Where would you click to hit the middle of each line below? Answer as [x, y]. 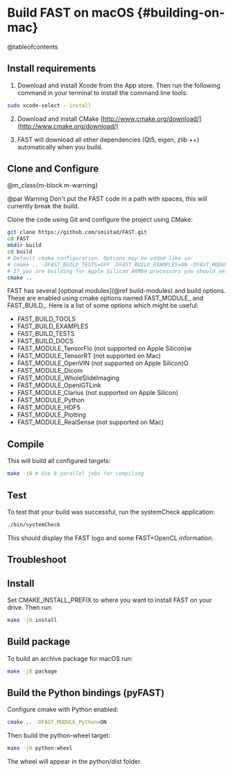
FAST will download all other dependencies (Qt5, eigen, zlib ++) [108, 140]
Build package [39, 642]
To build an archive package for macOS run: [70, 658]
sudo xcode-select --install [49, 106]
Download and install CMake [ [60, 119]
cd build [20, 252]
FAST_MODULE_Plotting [52, 415]
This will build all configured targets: [59, 461]
